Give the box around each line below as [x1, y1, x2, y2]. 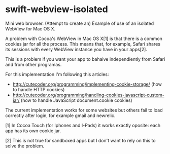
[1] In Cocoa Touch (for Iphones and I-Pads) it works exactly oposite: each [5, 122, 161, 128]
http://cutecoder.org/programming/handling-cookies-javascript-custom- [12, 92, 165, 98]
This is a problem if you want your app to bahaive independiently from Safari [5, 56, 165, 62]
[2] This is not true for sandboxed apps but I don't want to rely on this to [5, 137, 156, 143]
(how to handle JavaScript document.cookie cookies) [20, 97, 133, 103]
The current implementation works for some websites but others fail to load [5, 107, 163, 113]
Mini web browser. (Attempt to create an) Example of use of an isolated [5, 20, 154, 26]
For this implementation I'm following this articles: [5, 71, 109, 77]
